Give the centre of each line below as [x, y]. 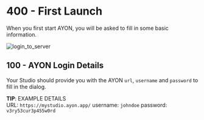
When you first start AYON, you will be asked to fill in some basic [88, 28]
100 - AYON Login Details [55, 65]
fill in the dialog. [26, 86]
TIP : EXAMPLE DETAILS [36, 98]
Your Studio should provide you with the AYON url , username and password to [102, 80]
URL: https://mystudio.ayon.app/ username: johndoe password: [87, 105]
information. [22, 34]
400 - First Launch [54, 11]
